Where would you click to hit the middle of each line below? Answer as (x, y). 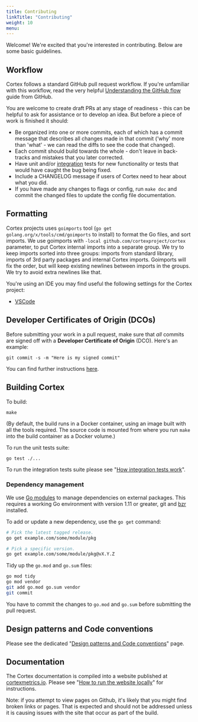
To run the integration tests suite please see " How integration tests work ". (96, 469)
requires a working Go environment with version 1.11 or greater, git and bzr (96, 503)
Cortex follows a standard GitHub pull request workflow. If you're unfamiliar (98, 84)
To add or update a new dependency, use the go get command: (84, 521)
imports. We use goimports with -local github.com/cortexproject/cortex (96, 240)
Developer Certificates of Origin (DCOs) (81, 320)
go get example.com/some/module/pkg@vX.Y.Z (61, 554)
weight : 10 (20, 23)
